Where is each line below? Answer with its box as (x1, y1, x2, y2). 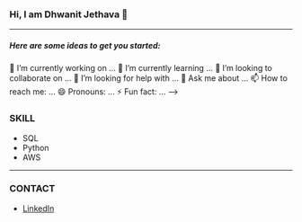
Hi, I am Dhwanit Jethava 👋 (9, 8, 129, 21)
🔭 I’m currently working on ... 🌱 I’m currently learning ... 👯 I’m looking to (9, 63, 272, 74)
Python (22, 142, 49, 153)
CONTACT (9, 182, 56, 195)
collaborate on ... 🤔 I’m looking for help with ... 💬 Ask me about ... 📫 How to (9, 73, 288, 84)
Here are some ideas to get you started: (9, 40, 161, 50)
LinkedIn (22, 202, 55, 214)
